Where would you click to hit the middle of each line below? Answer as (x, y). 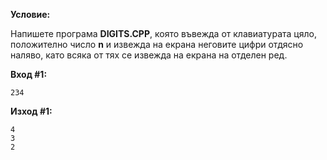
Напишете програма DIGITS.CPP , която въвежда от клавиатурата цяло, (163, 33)
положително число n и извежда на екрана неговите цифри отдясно (157, 44)
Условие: (30, 14)
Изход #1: (31, 111)
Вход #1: (29, 74)
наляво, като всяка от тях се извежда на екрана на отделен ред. (149, 55)
